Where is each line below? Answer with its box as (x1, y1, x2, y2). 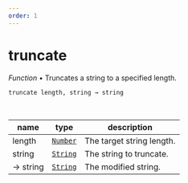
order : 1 (8, 11, 38, 20)
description (107, 121, 153, 132)
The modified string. (84, 161, 161, 173)
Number (51, 136, 77, 145)
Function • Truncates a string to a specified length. (8, 73, 177, 83)
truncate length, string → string (8, 88, 125, 96)
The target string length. (84, 135, 176, 146)
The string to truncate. (84, 148, 169, 159)
